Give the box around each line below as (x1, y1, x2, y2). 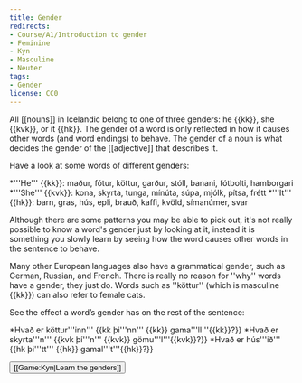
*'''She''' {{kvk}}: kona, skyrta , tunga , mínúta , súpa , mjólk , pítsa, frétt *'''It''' (9, 187, 292, 198)
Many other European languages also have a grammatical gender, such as (9, 260, 286, 271)
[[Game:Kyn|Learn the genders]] (14, 362, 122, 372)
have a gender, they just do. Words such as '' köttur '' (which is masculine (9, 279, 280, 290)
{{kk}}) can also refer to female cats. (9, 289, 146, 300)
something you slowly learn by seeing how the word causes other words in (9, 233, 288, 244)
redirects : (9, 22, 51, 31)
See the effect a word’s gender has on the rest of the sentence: (9, 306, 245, 317)
